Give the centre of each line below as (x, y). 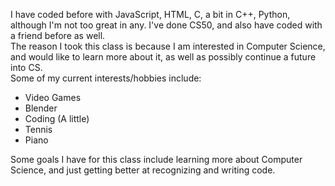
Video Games (53, 97)
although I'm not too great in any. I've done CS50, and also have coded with (166, 25)
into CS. (26, 67)
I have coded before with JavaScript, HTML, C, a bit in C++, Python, (150, 14)
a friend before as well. (58, 35)
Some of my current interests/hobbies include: (106, 78)
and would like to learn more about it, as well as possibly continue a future (163, 57)
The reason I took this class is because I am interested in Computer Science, (168, 46)
